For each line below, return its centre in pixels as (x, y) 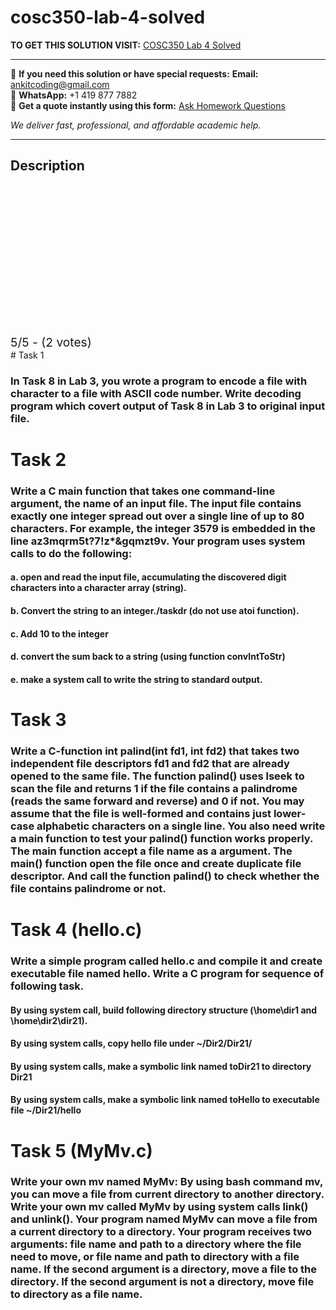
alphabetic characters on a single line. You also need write (181, 826)
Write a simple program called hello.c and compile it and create (166, 961)
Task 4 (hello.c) (76, 930)
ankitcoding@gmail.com (60, 84)
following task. (47, 986)
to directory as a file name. (76, 1294)
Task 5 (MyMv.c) (81, 1150)
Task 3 (38, 719)
